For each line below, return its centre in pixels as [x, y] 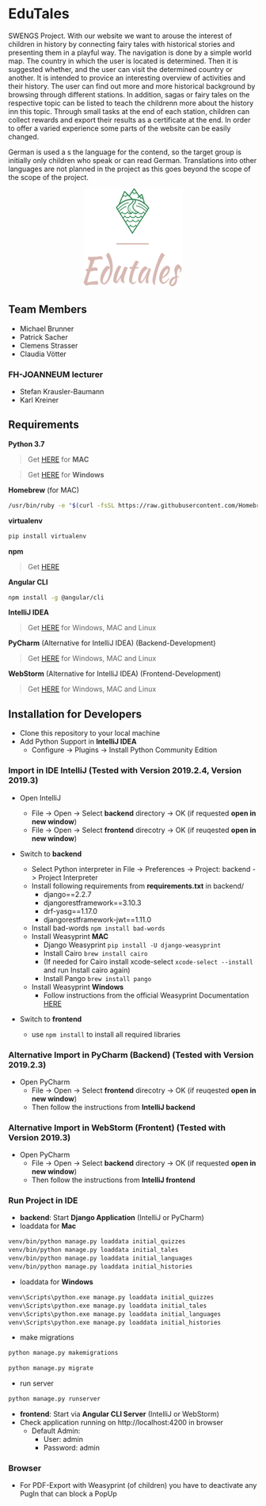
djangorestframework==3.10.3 [92, 903]
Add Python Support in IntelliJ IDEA [78, 742]
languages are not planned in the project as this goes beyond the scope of [129, 169]
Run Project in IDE [43, 1200]
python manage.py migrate [51, 1368]
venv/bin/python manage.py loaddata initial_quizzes [97, 1242]
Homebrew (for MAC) [44, 490]
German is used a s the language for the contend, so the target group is [125, 152]
